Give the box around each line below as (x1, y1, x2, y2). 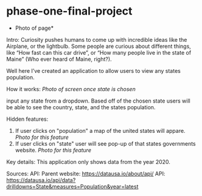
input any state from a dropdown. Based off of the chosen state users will (6, 97, 190, 104)
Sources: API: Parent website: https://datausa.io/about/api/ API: (6, 170, 165, 177)
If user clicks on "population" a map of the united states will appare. (15, 127, 186, 134)
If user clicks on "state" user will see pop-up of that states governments (15, 140, 196, 147)
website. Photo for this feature (15, 146, 91, 154)
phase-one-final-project (6, 4, 133, 18)
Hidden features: (6, 115, 49, 123)
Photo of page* (15, 24, 54, 32)
